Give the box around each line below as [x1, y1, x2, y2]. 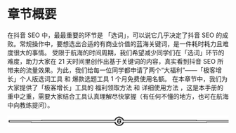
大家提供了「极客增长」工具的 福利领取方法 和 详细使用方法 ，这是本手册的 [7, 83, 223, 92]
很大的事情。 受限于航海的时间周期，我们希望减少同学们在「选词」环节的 [13, 48, 225, 57]
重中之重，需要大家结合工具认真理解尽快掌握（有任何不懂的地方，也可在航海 [7, 92, 229, 100]
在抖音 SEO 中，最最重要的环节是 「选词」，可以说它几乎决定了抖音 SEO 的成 [7, 31, 228, 39]
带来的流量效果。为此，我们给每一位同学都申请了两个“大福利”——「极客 [7, 66, 216, 74]
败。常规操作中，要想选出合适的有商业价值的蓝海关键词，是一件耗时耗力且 [7, 39, 223, 48]
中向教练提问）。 [7, 101, 54, 109]
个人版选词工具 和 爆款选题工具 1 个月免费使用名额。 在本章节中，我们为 [19, 74, 228, 83]
